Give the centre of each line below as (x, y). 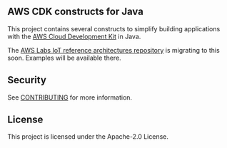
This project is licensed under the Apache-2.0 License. (88, 137)
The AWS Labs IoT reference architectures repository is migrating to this (113, 50)
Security (27, 80)
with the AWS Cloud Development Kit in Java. (74, 36)
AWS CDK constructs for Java (76, 12)
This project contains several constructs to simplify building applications (114, 28)
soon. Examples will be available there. (64, 58)
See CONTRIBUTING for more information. (70, 97)
